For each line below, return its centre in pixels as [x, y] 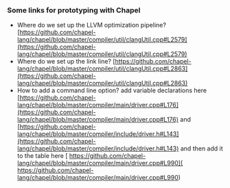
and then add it [202, 148]
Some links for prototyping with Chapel [74, 10]
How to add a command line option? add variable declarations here [112, 90]
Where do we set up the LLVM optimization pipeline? [92, 25]
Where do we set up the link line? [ [66, 62]
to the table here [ [42, 156]
